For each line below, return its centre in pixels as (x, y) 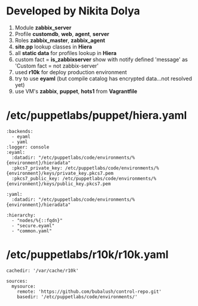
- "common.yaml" (32, 231)
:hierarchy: (21, 215)
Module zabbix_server (43, 28)
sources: (17, 281)
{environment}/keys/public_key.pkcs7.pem (59, 184)
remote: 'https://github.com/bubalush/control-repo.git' (89, 292)
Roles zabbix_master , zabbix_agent (60, 40)
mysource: (24, 286)
